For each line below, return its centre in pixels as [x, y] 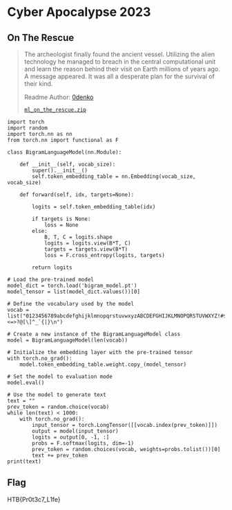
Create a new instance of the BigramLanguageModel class [97, 334]
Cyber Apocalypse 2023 [79, 12]
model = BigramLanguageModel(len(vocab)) [68, 340]
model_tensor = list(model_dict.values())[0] [74, 292]
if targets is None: [61, 219]
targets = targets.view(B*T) [86, 249]
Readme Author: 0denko [59, 97]
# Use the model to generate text [57, 395]
